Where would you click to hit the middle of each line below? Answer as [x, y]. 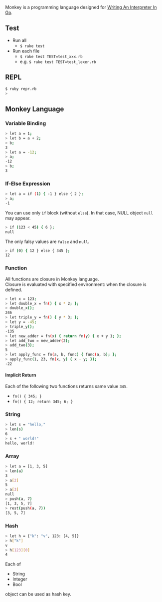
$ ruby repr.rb [21, 89]
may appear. [18, 218]
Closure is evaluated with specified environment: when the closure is [76, 284]
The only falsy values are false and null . [47, 241]
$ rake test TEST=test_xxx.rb [51, 56]
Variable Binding [26, 123]
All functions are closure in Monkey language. [52, 279]
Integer [20, 579]
